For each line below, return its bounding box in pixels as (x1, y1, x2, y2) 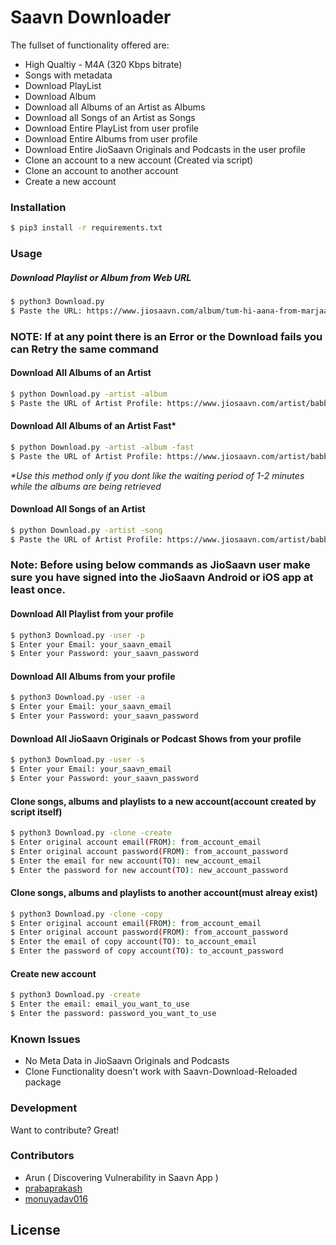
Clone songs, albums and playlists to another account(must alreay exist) (10, 887, 318, 899)
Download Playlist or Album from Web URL (10, 271, 192, 283)
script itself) (10, 806, 63, 818)
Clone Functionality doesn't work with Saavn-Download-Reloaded (24, 1066, 298, 1078)
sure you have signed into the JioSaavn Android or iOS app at (10, 571, 314, 585)
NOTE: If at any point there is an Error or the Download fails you (10, 329, 323, 343)
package (24, 1076, 62, 1088)
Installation (10, 200, 67, 214)
